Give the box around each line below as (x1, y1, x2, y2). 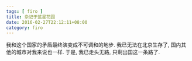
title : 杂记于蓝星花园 (6, 14, 56, 20)
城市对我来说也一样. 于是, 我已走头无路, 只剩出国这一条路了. (16, 49, 160, 56)
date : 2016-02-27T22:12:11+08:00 (6, 19, 88, 25)
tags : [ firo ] (6, 8, 43, 15)
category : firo (6, 24, 43, 31)
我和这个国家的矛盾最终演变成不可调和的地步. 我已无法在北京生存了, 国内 (6, 41, 181, 48)
